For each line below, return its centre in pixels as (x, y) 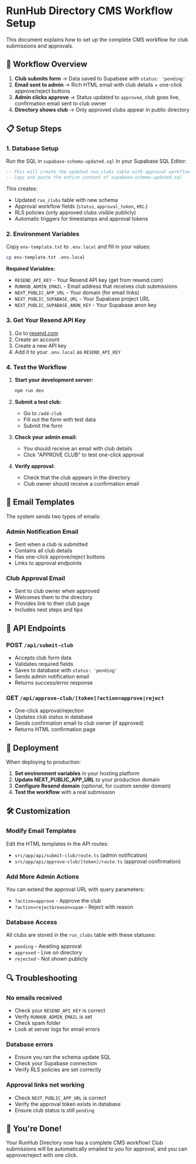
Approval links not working (45, 1085)
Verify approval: (35, 466)
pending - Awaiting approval (48, 946)
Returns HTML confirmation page (55, 729)
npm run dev (29, 391)
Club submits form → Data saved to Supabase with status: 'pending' (100, 78)
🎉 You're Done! (34, 1128)
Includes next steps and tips (49, 610)
